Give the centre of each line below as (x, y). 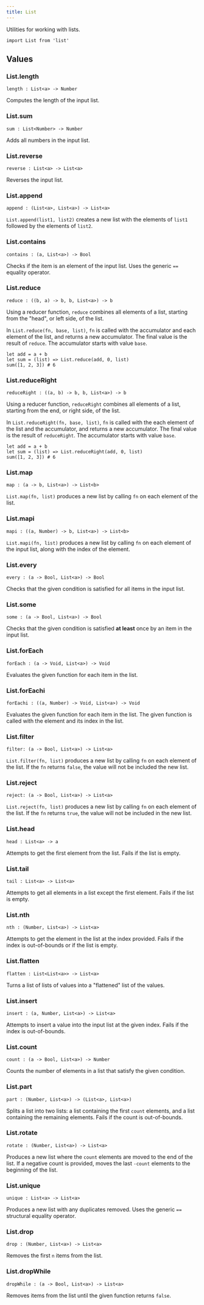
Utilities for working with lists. (43, 29)
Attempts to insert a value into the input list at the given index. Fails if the (97, 1025)
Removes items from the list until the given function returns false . (89, 1295)
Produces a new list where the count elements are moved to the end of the (100, 1157)
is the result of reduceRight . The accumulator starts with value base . (91, 436)
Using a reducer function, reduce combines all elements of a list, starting (97, 312)
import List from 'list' (38, 40)
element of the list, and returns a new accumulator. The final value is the (97, 336)
